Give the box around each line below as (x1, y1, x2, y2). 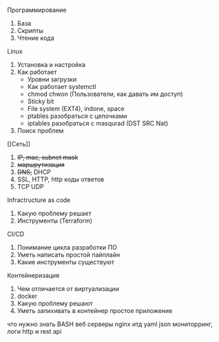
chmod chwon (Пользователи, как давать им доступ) (27, 90, 184, 98)
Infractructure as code (7, 196, 71, 204)
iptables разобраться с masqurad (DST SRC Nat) (27, 119, 169, 127)
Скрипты (17, 27, 43, 34)
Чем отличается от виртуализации (17, 285, 119, 292)
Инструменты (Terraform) (17, 217, 93, 225)
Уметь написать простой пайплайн (17, 251, 121, 259)
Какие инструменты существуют (17, 258, 115, 266)
